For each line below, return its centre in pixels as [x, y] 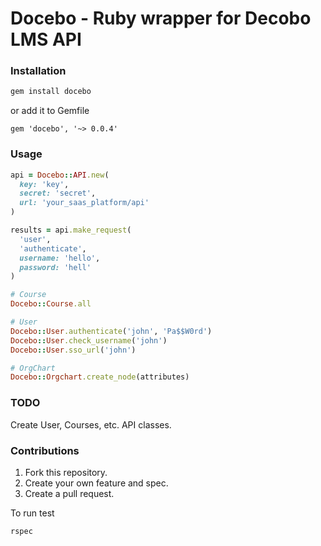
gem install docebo [51, 92]
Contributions [45, 450]
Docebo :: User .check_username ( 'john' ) [89, 340]
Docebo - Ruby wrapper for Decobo [161, 18]
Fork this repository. [66, 472]
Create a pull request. [69, 493]
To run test [32, 513]
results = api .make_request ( [71, 230]
